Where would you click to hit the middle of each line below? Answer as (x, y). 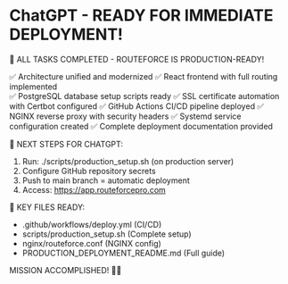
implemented (33, 87)
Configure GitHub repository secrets (89, 171)
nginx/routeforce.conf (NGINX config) (92, 243)
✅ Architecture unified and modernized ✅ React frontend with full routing (144, 76)
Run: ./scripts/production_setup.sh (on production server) (128, 161)
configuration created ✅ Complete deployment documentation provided (141, 126)
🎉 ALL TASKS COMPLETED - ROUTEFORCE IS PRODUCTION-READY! (137, 59)
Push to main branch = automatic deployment (106, 180)
